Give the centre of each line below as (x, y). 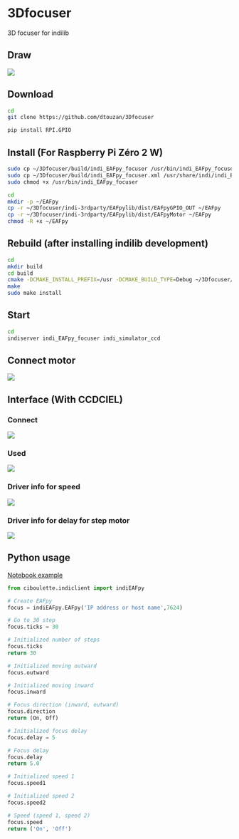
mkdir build (25, 266)
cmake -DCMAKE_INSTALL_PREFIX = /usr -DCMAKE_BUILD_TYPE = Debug (100, 280)
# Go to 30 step (31, 620)
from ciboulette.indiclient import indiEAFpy (76, 588)
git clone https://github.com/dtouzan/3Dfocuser (81, 118)
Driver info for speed (44, 487)
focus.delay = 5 (31, 738)
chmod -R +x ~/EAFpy (38, 222)
